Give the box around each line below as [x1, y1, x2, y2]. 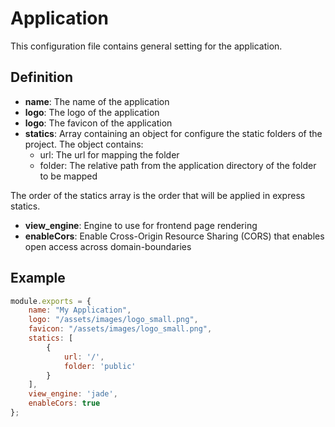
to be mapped [39, 170, 98, 182]
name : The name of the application [24, 95, 170, 107]
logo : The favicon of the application [24, 117, 173, 129]
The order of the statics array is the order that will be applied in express [10, 189, 306, 201]
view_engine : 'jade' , [28, 389, 118, 399]
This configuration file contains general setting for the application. [10, 40, 283, 52]
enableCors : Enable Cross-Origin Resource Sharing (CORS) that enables [24, 230, 325, 242]
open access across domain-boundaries [24, 240, 192, 252]
